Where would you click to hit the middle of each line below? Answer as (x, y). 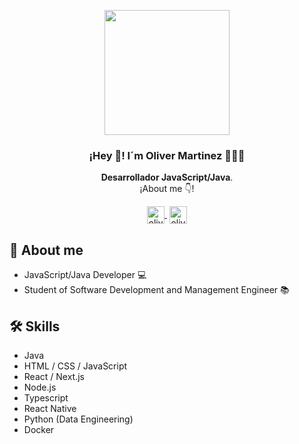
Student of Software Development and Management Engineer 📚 (156, 290)
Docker (39, 429)
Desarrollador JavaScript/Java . (167, 177)
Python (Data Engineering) (78, 419)
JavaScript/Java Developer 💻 (85, 275)
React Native (50, 408)
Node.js (40, 387)
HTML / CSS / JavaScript (75, 366)
